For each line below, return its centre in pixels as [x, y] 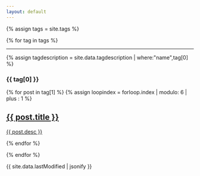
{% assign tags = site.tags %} [43, 29]
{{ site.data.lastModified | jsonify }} [49, 166]
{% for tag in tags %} [32, 40]
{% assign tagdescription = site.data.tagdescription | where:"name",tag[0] [97, 57]
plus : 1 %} [19, 98]
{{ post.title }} [33, 117]
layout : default [26, 12]
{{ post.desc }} [24, 131]
